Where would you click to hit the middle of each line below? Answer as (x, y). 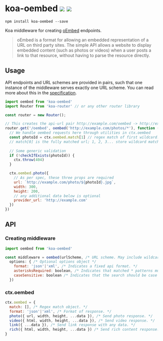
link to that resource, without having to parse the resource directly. (83, 55)
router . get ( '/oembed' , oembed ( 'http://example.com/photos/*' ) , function (80, 128)
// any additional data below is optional (57, 196)
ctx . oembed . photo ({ (29, 173)
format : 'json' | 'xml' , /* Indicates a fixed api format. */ (76, 266)
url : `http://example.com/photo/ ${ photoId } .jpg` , (65, 182)
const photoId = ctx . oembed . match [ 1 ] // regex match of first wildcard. (84, 137)
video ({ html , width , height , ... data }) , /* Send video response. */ (82, 321)
